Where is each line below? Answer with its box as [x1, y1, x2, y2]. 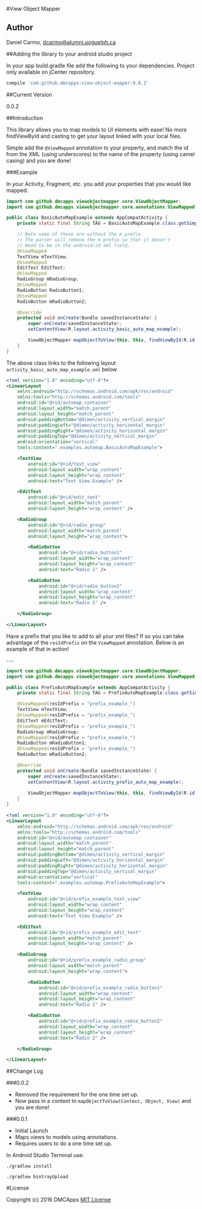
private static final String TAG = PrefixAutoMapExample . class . [17, 690, 182, 696]
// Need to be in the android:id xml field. [17, 242, 130, 248]
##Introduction [6, 114, 43, 121]
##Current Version [6, 90, 52, 98]
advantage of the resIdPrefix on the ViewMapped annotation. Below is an [6, 639, 185, 646]
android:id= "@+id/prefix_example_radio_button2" [38, 1018, 163, 1024]
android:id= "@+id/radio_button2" [38, 583, 122, 589]
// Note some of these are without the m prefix [17, 232, 141, 238]
